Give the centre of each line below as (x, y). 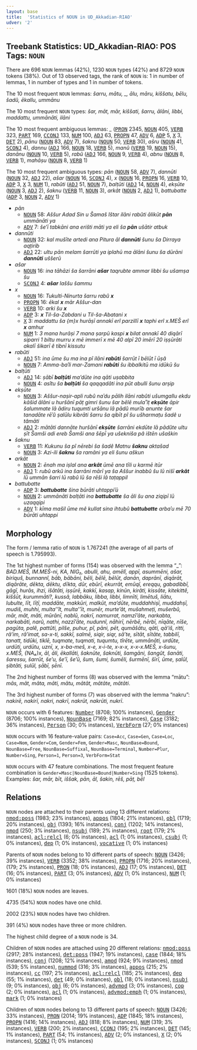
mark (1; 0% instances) (34, 998)
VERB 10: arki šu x (45, 308)
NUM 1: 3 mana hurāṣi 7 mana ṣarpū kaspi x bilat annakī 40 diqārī (103, 334)
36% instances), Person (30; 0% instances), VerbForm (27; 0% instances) (97, 725)
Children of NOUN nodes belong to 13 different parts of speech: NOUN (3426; (96, 1009)
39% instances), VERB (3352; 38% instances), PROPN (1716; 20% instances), (98, 860)
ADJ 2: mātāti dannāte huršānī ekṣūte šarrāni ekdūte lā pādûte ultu (105, 427)
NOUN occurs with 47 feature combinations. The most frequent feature (90, 766)
